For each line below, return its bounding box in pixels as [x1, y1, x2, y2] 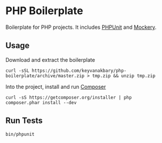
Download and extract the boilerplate [5, 56, 95, 63]
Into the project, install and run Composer [5, 83, 106, 90]
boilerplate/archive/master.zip [5, 72, 85, 79]
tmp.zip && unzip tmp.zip [92, 72, 156, 79]
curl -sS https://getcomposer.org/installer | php [5, 94, 132, 101]
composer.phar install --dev [5, 99, 77, 105]
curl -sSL [5, 68, 30, 74]
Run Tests [5, 116, 43, 126]
